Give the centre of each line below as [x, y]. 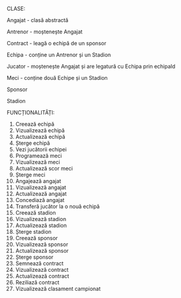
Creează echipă [35, 124]
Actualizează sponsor [42, 251]
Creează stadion [35, 213]
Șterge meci [30, 175]
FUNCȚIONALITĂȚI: [31, 112]
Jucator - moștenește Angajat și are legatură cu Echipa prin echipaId [91, 66]
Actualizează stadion [41, 225]
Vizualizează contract [42, 270]
